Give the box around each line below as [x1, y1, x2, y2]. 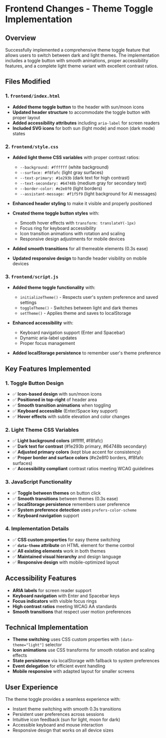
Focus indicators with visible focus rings [12, 598, 97, 604]
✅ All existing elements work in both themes [12, 547, 106, 554]
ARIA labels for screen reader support [12, 587, 91, 593]
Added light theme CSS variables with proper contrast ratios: [12, 154, 140, 160]
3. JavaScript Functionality [5, 478, 72, 485]
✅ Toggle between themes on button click [12, 490, 101, 496]
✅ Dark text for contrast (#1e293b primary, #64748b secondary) [12, 443, 147, 449]
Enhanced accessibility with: [12, 320, 73, 326]
